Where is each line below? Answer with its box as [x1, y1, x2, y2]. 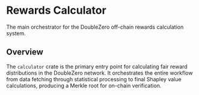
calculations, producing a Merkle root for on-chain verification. [6, 82, 162, 89]
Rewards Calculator [6, 4, 106, 17]
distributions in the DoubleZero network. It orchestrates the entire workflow [6, 69, 194, 76]
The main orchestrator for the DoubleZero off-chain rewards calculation [6, 23, 184, 30]
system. [6, 29, 26, 36]
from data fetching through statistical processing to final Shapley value [6, 75, 182, 82]
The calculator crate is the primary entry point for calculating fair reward [6, 63, 188, 70]
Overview [6, 47, 44, 57]
